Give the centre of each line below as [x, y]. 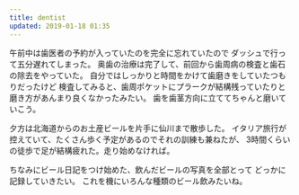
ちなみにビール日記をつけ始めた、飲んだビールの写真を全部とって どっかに [148, 169]
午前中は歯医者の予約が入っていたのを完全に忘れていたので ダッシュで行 [144, 53]
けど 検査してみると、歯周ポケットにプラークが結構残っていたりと [163, 86]
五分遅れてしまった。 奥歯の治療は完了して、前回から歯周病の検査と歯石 [151, 64]
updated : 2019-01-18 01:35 [60, 26]
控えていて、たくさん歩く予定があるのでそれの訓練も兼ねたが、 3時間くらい [150, 139]
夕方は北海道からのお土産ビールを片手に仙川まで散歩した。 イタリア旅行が [148, 128]
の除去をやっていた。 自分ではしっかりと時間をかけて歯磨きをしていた [140, 75]
